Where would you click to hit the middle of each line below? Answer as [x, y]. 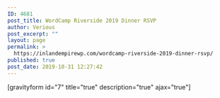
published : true [31, 60]
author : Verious [31, 27]
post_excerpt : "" [33, 34]
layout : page [27, 40]
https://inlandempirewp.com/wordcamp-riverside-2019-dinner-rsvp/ [114, 54]
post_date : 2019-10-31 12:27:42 [55, 67]
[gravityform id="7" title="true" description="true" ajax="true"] [99, 87]
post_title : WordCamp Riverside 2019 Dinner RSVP [82, 21]
